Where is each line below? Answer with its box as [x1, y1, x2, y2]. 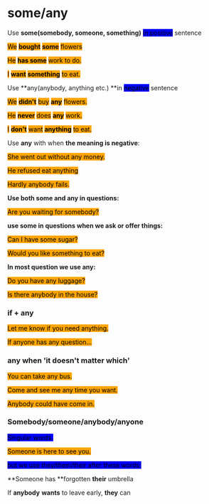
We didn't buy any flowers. [7, 97, 87, 106]
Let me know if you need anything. [7, 324, 109, 333]
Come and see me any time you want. [7, 385, 119, 394]
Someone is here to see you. [7, 446, 91, 456]
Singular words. [7, 433, 53, 441]
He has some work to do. [7, 55, 82, 65]
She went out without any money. [7, 152, 105, 161]
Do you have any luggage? [7, 276, 85, 285]
